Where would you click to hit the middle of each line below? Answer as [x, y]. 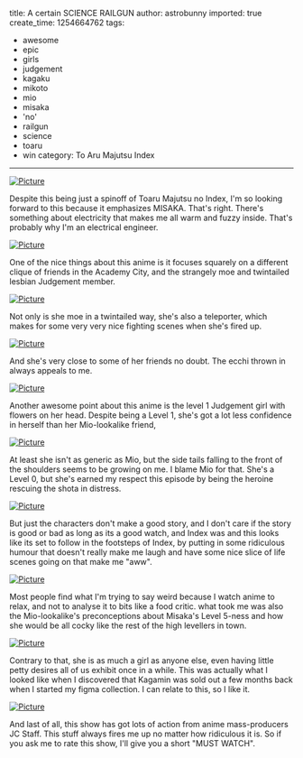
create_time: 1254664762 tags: [67, 23]
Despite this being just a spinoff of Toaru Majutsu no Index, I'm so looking [146, 199]
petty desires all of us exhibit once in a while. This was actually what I [138, 670]
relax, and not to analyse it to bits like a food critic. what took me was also [147, 606]
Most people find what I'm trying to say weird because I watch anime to [142, 596]
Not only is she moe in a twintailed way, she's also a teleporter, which [138, 316]
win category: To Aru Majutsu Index [88, 155]
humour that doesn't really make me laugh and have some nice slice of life [147, 552]
